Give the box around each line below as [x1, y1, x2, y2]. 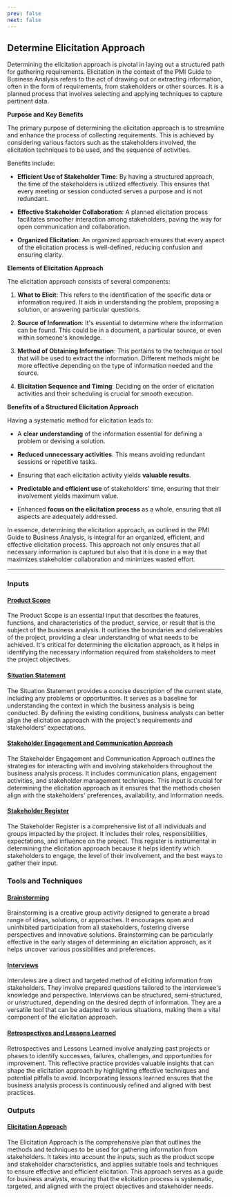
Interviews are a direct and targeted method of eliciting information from [7, 976, 213, 984]
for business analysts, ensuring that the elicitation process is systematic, [7, 1174, 214, 1183]
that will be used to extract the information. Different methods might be [17, 354, 220, 362]
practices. [7, 1088, 36, 1096]
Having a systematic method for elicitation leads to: [7, 416, 153, 425]
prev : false [7, 10, 41, 17]
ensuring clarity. [17, 251, 64, 259]
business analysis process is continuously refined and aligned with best [7, 1081, 212, 1089]
